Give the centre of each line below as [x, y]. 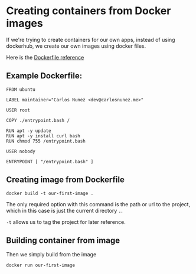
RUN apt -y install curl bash [43, 136]
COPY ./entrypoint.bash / [38, 120]
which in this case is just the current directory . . [64, 210]
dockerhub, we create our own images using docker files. [76, 46]
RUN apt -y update [29, 131]
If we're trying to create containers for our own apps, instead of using [91, 39]
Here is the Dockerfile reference [45, 57]
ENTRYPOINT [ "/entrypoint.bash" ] [50, 161]
